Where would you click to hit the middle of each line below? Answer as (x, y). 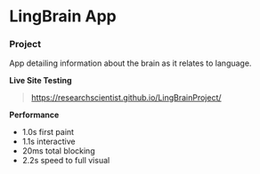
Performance (34, 115)
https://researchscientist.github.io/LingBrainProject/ (126, 98)
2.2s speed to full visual (66, 161)
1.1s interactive (49, 142)
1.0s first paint (48, 132)
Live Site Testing (41, 81)
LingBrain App (63, 16)
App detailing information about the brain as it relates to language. (130, 63)
